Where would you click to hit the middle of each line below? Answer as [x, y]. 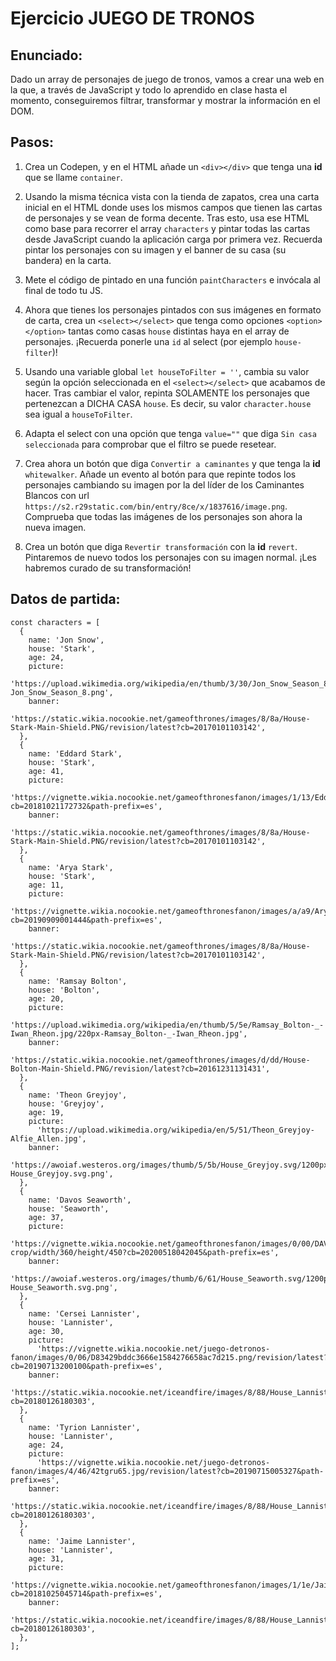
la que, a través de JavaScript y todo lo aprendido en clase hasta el [149, 90]
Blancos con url [57, 495]
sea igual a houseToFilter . [78, 414]
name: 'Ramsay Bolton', [78, 981]
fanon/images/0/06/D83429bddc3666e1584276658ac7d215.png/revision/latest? [169, 1357]
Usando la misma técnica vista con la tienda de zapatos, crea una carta [172, 196]
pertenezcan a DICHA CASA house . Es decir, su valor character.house [168, 403]
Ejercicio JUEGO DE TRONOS [132, 18]
